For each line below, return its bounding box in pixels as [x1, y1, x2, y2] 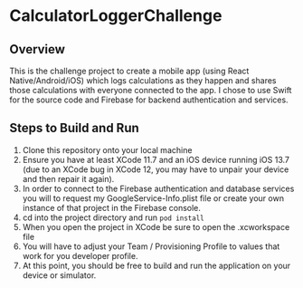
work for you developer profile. [22, 250, 138, 261]
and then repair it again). [22, 173, 115, 184]
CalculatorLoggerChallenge [9, 5, 223, 26]
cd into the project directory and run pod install [22, 212, 205, 223]
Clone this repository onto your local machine [22, 144, 193, 155]
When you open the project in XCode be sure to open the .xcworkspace [22, 221, 290, 232]
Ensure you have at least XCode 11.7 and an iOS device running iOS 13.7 [22, 154, 290, 165]
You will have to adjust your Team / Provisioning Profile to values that [22, 241, 280, 252]
